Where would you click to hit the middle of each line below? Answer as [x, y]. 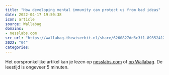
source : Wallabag [23, 24]
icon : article [20, 19]
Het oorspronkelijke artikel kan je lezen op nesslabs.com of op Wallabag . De [84, 61]
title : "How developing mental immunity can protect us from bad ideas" [83, 10]
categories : [18, 47]
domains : [14, 29]
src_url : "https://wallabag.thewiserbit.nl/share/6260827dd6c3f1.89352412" [86, 38]
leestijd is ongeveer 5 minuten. [37, 67]
